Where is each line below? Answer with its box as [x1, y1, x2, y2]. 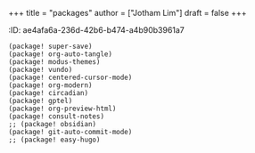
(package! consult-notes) [8, 112, 104, 121]
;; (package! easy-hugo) [8, 135, 101, 144]
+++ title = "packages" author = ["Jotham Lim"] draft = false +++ [8, 8, 247, 18]
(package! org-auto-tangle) [8, 50, 113, 59]
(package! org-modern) [8, 81, 93, 90]
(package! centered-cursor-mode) [8, 73, 133, 82]
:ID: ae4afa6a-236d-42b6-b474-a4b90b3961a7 [8, 25, 185, 35]
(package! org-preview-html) [8, 104, 117, 113]
